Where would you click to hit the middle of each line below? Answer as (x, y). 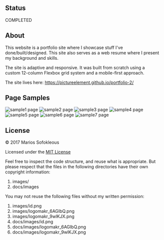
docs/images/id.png (33, 222)
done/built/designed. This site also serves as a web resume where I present (82, 53)
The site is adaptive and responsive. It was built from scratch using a (75, 67)
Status (16, 8)
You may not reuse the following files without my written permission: (75, 197)
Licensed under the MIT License (38, 152)
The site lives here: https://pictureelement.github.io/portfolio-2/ (69, 82)
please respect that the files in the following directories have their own (77, 167)
